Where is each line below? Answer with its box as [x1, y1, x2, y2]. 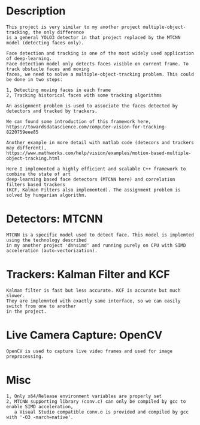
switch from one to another [6, 303, 77, 309]
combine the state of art [6, 171, 71, 177]
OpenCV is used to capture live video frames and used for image [6, 348, 172, 354]
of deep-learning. [6, 55, 52, 61]
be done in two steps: [6, 76, 63, 82]
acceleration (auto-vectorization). [6, 247, 98, 253]
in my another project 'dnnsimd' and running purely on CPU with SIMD [6, 242, 186, 249]
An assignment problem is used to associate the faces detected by [6, 103, 178, 109]
